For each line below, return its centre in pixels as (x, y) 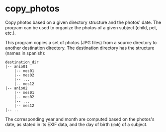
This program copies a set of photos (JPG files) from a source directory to (81, 42)
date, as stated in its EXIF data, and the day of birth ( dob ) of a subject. (76, 124)
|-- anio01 (16, 66)
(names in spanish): (25, 53)
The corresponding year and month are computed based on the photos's (80, 119)
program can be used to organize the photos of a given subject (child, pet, (81, 27)
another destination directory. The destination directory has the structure (80, 48)
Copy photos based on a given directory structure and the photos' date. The (83, 22)
